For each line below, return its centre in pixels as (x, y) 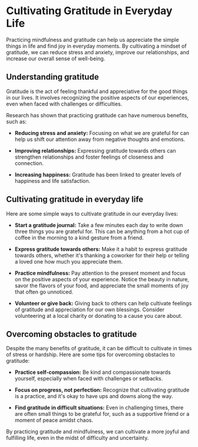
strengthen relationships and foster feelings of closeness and (89, 157)
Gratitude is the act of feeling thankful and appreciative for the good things (97, 91)
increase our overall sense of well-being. (56, 58)
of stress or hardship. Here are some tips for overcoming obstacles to (90, 354)
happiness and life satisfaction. (52, 180)
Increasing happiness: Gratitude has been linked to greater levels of (98, 175)
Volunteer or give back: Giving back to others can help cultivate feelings (103, 303)
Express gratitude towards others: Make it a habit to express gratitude (101, 249)
